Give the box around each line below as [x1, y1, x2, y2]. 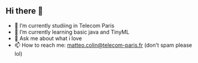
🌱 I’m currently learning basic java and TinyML [14, 28, 130, 35]
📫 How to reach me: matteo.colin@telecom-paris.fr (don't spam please [14, 41, 193, 49]
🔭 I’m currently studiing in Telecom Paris [14, 22, 115, 29]
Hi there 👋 [5, 6, 43, 16]
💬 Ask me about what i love [14, 34, 82, 42]
